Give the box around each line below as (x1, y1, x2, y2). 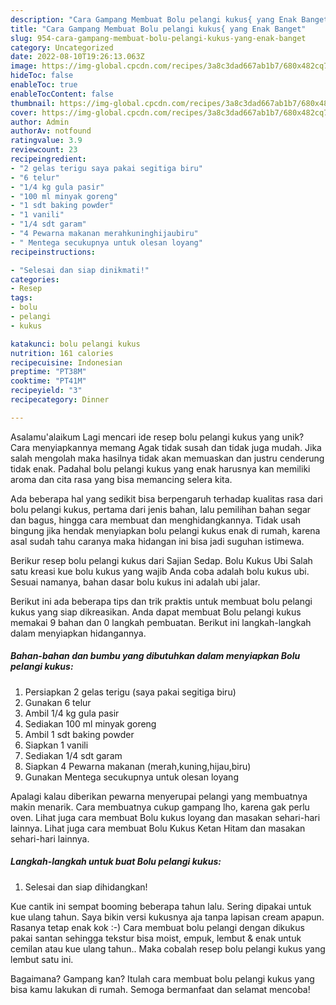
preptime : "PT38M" (10, 367, 87, 377)
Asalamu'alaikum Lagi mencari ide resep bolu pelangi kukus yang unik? (10, 431, 305, 443)
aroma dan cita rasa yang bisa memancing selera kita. (10, 473, 233, 485)
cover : (10, 107, 38, 118)
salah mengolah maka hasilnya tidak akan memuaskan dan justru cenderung (10, 452, 325, 464)
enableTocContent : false (10, 89, 114, 99)
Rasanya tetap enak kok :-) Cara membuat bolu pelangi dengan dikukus (10, 921, 305, 933)
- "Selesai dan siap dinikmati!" (10, 265, 150, 275)
